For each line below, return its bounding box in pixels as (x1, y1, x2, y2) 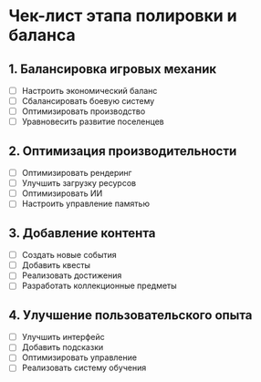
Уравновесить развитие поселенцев (21, 116, 165, 128)
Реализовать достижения (21, 270, 122, 281)
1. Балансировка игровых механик (8, 61, 217, 77)
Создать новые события (21, 250, 118, 261)
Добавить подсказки (21, 342, 104, 353)
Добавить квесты (21, 260, 91, 271)
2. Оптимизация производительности (8, 143, 237, 159)
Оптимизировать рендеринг (21, 168, 132, 179)
